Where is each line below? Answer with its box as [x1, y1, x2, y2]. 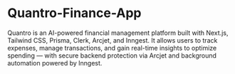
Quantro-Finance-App [7, 5, 142, 21]
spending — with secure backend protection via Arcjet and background [7, 51, 217, 60]
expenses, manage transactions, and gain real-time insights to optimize [7, 43, 217, 52]
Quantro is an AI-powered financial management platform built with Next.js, [7, 28, 229, 37]
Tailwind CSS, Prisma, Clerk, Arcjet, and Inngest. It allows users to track [7, 36, 218, 44]
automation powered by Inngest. [7, 58, 103, 67]
